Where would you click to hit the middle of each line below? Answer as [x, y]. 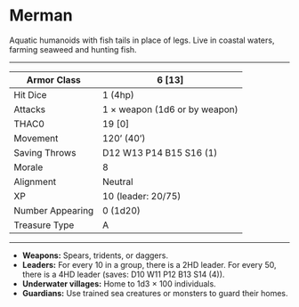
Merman [41, 16]
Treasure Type [44, 225]
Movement [36, 138]
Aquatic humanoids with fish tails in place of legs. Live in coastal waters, [142, 40]
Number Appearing [54, 210]
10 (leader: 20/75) [141, 196]
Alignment [35, 182]
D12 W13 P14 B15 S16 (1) [160, 152]
